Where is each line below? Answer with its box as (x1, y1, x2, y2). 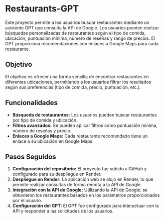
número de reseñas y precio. (12, 127, 72, 133)
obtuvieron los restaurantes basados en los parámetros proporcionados (12, 192, 160, 198)
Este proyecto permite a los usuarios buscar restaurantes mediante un (5, 19, 150, 25)
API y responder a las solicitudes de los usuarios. (12, 208, 114, 214)
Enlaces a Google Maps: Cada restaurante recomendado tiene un (12, 133, 148, 139)
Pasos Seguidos (5, 152, 56, 161)
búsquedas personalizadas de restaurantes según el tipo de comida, (5, 30, 146, 36)
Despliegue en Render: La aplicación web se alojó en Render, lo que (12, 176, 154, 182)
